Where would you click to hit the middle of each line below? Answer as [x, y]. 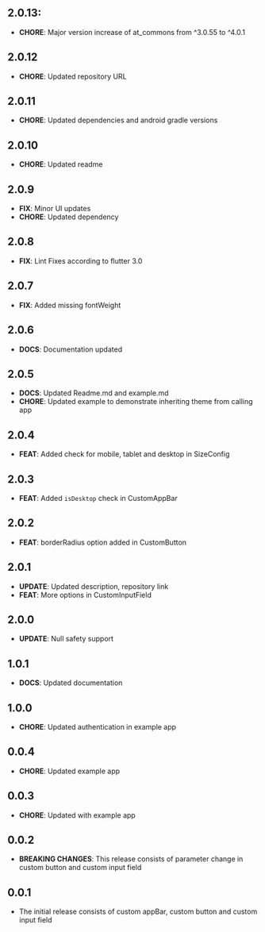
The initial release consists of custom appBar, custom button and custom [138, 911]
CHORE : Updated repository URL [73, 76]
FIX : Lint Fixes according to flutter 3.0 [81, 260]
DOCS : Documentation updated [71, 349]
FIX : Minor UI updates [55, 209]
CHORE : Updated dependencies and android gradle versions [118, 120]
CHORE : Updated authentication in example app [97, 727]
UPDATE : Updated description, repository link [94, 586]
